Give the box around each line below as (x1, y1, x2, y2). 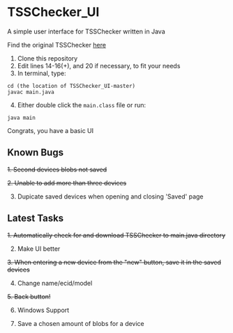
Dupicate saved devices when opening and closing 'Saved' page (17, 192, 204, 201)
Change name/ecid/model (17, 279, 93, 287)
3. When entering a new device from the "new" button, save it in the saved (7, 258, 222, 266)
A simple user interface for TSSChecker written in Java (7, 27, 165, 36)
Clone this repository (17, 54, 78, 63)
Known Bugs (7, 147, 64, 159)
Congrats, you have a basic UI (7, 126, 94, 134)
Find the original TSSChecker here (7, 40, 107, 49)
